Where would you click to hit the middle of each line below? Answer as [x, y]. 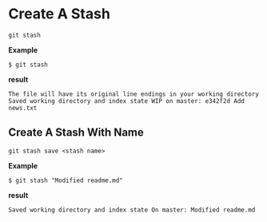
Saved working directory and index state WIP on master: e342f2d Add [127, 101]
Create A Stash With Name [76, 133]
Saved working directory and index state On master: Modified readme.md [132, 210]
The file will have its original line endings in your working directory [134, 94]
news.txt [23, 108]
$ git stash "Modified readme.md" [66, 180]
